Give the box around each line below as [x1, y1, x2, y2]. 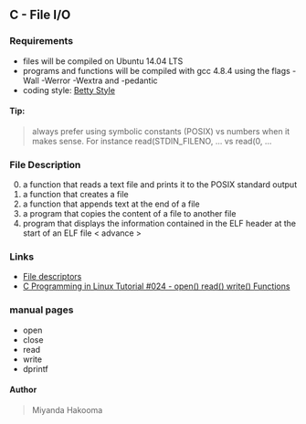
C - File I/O [9, 7, 71, 23]
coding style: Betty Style [22, 84, 116, 95]
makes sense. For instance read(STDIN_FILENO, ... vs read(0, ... [31, 135, 272, 146]
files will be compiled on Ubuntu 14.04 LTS [22, 55, 184, 67]
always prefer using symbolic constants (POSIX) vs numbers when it [31, 125, 290, 136]
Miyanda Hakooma [31, 404, 103, 415]
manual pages [9, 303, 74, 316]
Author [9, 384, 37, 396]
